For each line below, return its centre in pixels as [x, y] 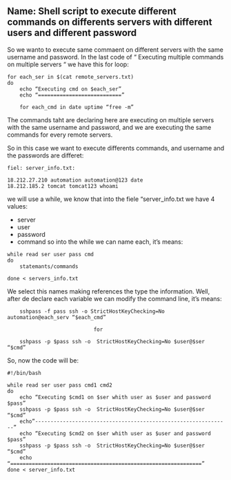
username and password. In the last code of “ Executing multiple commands [115, 57]
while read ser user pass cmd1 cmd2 [60, 385]
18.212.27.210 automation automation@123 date [75, 180]
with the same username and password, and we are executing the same [109, 127]
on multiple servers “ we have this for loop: [68, 64]
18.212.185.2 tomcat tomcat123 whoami [63, 186]
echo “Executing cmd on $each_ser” [71, 89]
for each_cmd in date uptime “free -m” [77, 107]
